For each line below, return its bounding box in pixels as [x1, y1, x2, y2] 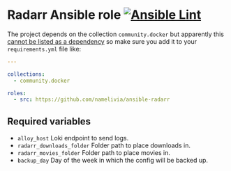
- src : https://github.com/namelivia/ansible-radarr [13, 96, 170, 104]
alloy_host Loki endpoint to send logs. [17, 134, 129, 142]
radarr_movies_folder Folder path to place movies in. [17, 149, 171, 157]
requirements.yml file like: [7, 44, 82, 53]
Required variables [7, 115, 91, 127]
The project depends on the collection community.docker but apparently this [7, 30, 225, 38]
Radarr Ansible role [7, 7, 121, 23]
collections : [7, 70, 45, 78]
